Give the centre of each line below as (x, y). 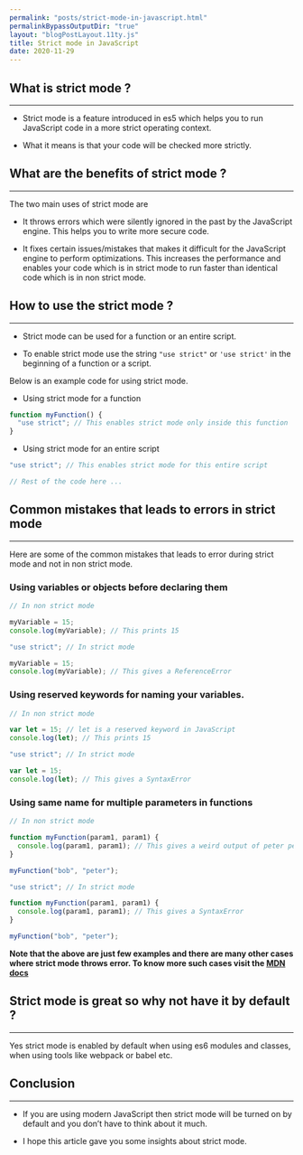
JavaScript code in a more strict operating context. (117, 127)
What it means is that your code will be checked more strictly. (137, 145)
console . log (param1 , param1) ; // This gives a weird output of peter (151, 846)
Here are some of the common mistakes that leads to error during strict (142, 554)
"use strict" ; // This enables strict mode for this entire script (139, 465)
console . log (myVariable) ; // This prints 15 (94, 630)
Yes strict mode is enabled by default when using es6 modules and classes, (150, 1046)
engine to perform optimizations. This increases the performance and (151, 258)
